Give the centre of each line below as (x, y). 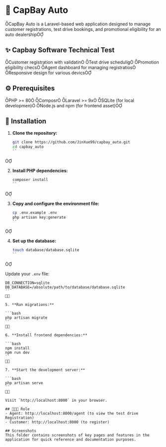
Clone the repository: (35, 133)
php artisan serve (24, 383)
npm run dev (17, 353)
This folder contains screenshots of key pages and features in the (77, 435)
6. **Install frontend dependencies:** (46, 335)
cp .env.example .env (34, 213)
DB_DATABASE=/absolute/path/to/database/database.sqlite (65, 287)
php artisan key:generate (39, 217)
